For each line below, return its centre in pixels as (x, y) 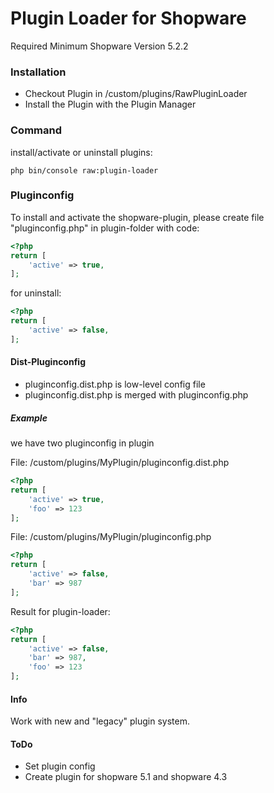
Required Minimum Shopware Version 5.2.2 (99, 46)
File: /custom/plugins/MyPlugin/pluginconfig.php (111, 537)
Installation (38, 72)
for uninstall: (36, 293)
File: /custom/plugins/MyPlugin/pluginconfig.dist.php (120, 462)
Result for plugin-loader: (60, 611)
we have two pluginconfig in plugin (82, 443)
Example (29, 418)
